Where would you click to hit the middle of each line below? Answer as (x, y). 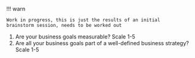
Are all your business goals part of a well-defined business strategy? (102, 43)
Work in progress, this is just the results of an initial (83, 20)
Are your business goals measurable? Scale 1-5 (75, 37)
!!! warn (16, 9)
